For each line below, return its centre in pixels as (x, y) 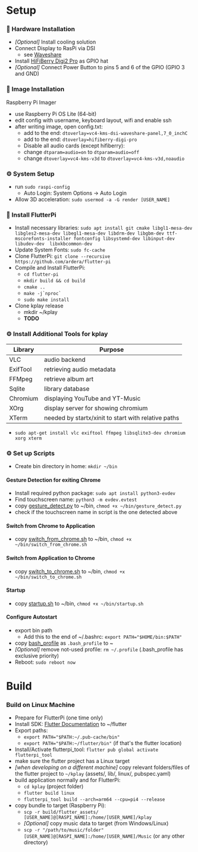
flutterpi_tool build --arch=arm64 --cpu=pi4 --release (94, 800)
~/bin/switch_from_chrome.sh (51, 545)
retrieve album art (69, 379)
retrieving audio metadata (80, 369)
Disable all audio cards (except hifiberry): (74, 145)
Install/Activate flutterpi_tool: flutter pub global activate (87, 749)
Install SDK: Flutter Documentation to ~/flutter (71, 724)
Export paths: (31, 730)
